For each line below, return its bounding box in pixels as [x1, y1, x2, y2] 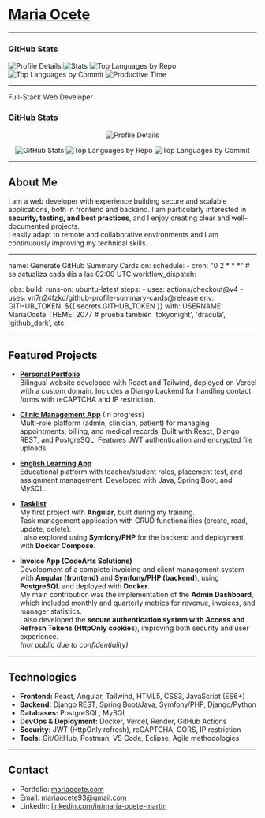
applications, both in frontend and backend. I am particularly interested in [8, 205, 247, 215]
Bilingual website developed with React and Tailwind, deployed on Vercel [19, 378, 257, 387]
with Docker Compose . [19, 541, 96, 551]
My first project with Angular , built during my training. [19, 507, 196, 517]
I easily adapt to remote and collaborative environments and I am [8, 230, 219, 240]
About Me [8, 175, 58, 189]
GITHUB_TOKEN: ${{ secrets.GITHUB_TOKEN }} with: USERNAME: [8, 301, 223, 311]
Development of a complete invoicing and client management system [19, 565, 244, 574]
